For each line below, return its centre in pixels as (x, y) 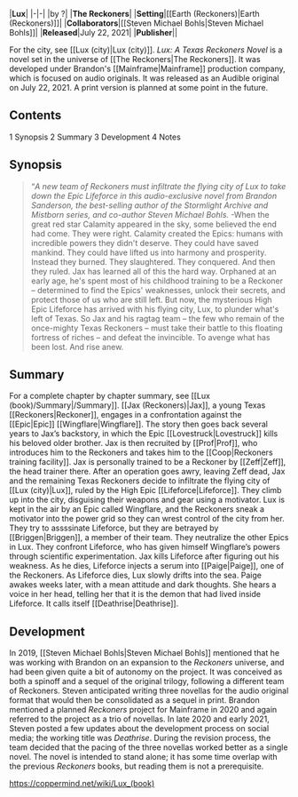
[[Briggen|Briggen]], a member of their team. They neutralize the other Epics (149, 538)
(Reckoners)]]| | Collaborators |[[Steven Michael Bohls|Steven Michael (137, 23)
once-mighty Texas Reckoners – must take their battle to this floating (157, 328)
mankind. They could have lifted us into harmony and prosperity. (149, 252)
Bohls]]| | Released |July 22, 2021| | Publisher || (94, 32)
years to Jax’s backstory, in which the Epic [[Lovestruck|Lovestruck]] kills (144, 434)
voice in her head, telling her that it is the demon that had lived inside (135, 594)
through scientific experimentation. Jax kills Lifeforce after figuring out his (144, 556)
